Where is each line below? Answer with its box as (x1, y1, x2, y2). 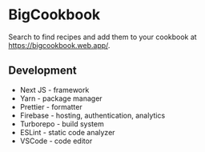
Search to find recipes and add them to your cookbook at (8, 32, 198, 42)
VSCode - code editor (19, 136, 93, 146)
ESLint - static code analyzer (19, 127, 115, 137)
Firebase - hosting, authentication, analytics (19, 110, 166, 120)
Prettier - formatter (19, 102, 82, 111)
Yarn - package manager (19, 94, 102, 103)
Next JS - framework (19, 85, 90, 94)
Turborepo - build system (19, 118, 104, 129)
